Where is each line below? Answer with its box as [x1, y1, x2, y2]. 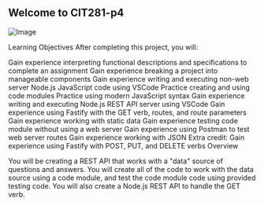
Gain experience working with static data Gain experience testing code [8, 115, 239, 125]
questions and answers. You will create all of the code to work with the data [8, 164, 255, 174]
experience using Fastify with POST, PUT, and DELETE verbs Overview [8, 141, 239, 150]
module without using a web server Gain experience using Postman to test [8, 124, 250, 134]
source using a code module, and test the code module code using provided [8, 173, 256, 182]
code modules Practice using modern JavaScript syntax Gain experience [8, 90, 245, 101]
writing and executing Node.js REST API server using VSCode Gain [8, 99, 225, 108]
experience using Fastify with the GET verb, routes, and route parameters [8, 108, 247, 117]
